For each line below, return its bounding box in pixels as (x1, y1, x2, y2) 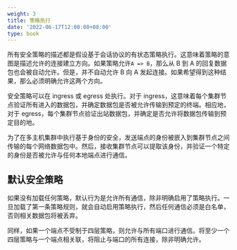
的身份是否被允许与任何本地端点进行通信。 (7, 151, 131, 160)
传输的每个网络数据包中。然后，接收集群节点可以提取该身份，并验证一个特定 (7, 142, 230, 150)
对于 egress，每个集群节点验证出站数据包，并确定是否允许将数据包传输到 (7, 109, 221, 118)
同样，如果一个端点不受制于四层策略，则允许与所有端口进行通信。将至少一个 (7, 227, 230, 235)
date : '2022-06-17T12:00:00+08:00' (7, 23, 112, 30)
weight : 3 (7, 10, 37, 18)
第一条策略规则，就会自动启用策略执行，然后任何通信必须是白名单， (31, 203, 230, 211)
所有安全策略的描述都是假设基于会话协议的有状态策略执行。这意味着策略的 (7, 50, 224, 59)
